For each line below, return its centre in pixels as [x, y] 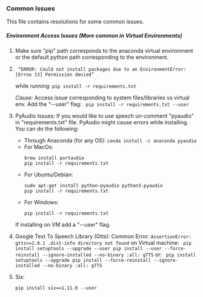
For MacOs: [38, 147]
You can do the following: [47, 129]
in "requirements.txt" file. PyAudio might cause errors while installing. [102, 122]
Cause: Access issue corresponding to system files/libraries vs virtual [102, 98]
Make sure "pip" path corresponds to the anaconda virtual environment [104, 51]
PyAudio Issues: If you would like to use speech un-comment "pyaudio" [104, 116]
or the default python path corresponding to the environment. [92, 57]
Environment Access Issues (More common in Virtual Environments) [95, 35]
